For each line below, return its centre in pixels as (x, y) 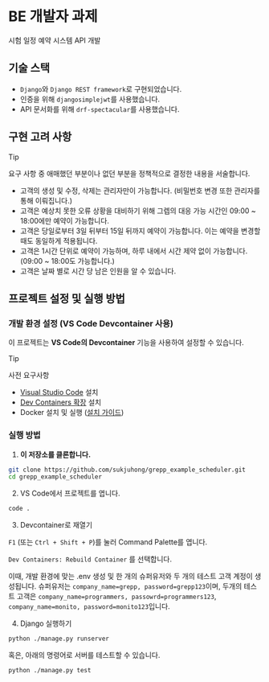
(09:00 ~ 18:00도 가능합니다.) (67, 261)
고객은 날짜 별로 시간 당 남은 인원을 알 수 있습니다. (98, 271)
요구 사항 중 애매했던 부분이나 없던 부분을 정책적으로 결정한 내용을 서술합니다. (129, 173)
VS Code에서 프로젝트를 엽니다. (70, 493)
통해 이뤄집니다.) (46, 200)
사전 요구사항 (29, 376)
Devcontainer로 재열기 (56, 525)
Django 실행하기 (46, 623)
